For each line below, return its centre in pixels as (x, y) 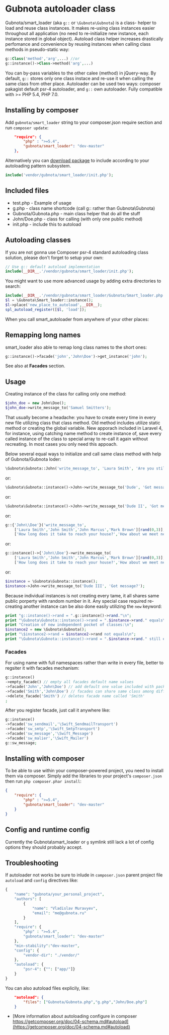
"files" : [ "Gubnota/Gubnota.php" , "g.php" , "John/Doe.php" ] (85, 1002)
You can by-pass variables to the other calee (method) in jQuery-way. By (81, 73)
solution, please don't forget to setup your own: (55, 258)
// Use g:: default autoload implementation (53, 267)
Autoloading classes (38, 240)
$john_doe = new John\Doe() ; (36, 403)
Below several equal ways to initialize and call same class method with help (83, 454)
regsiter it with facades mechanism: (42, 668)
